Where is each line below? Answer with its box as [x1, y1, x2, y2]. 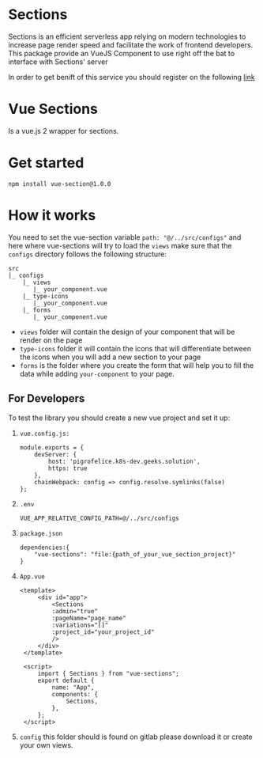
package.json [19, 529, 63, 537]
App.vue [19, 572, 45, 581]
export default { [37, 677, 95, 684]
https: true [48, 464, 88, 472]
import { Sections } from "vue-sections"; [37, 669, 179, 677]
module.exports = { [19, 443, 85, 452]
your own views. [19, 740, 73, 749]
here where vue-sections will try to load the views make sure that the [8, 241, 232, 250]
